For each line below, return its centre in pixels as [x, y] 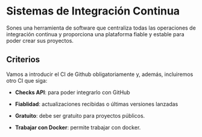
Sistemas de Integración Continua [93, 11]
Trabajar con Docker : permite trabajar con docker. [78, 127]
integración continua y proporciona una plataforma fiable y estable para [96, 34]
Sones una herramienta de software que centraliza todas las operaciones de [101, 28]
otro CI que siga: [27, 80]
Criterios [23, 59]
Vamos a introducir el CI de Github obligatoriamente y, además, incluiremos [100, 74]
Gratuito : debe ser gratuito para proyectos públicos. [80, 115]
